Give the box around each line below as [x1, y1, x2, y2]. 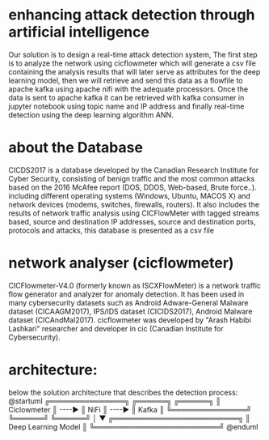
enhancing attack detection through [8, 6, 255, 24]
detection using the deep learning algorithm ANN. [8, 109, 174, 119]
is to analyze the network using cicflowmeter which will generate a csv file [8, 58, 256, 68]
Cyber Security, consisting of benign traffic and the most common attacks [8, 173, 255, 183]
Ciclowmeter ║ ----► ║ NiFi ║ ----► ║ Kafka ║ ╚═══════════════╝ [8, 404, 252, 414]
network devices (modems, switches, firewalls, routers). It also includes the [8, 199, 260, 209]
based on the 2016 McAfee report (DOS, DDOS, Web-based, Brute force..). [8, 182, 257, 192]
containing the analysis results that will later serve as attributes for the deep [8, 66, 261, 76]
